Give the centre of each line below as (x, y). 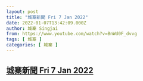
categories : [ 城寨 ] (32, 45)
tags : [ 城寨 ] (24, 39)
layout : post (22, 12)
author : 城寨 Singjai (32, 28)
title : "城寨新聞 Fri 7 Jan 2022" (47, 17)
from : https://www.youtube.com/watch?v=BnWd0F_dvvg (71, 34)
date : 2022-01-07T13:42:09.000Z (46, 23)
